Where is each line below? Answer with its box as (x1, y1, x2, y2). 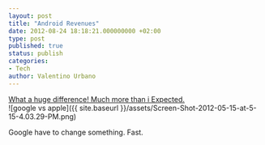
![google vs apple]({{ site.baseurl (8, 103, 119, 113)
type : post (8, 34, 45, 43)
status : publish (8, 49, 63, 58)
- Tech (8, 65, 31, 73)
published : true (8, 42, 63, 50)
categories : (8, 58, 49, 66)
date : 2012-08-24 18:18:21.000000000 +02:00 (8, 27, 161, 35)
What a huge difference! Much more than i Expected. (8, 94, 185, 104)
